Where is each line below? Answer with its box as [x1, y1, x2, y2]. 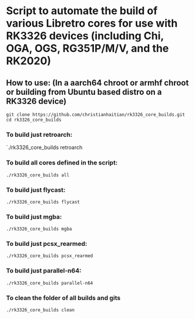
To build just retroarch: [6, 130, 73, 139]
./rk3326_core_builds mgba [6, 226, 72, 232]
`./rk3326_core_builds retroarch [6, 144, 83, 151]
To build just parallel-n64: [6, 267, 82, 275]
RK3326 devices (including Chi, [6, 29, 164, 42]
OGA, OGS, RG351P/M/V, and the [6, 42, 169, 55]
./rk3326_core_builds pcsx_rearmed [6, 253, 93, 259]
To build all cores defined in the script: [6, 159, 118, 167]
